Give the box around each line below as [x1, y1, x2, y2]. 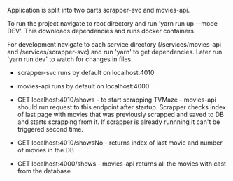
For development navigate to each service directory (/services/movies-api [7, 40, 222, 48]
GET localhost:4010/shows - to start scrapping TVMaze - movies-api [17, 95, 217, 104]
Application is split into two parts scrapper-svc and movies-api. [7, 6, 190, 14]
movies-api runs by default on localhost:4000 [17, 82, 150, 90]
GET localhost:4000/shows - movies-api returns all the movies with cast [17, 159, 226, 168]
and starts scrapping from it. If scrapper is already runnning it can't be [17, 118, 220, 126]
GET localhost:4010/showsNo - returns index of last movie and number [17, 139, 223, 147]
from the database [17, 167, 71, 175]
